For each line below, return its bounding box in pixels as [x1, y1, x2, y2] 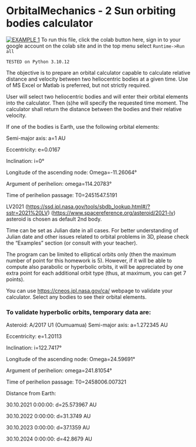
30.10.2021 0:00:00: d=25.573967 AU [6, 401, 97, 408]
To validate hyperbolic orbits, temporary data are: [6, 308, 151, 316]
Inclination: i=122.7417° [6, 344, 62, 351]
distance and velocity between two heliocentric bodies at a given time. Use [6, 75, 188, 82]
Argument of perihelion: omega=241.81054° [6, 367, 112, 374]
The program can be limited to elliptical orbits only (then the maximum [6, 251, 177, 258]
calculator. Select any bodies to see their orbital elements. [6, 293, 147, 301]
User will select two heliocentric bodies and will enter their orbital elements [6, 93, 188, 100]
